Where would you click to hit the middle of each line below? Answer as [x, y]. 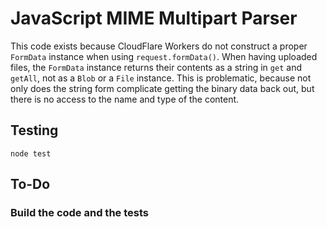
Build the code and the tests [79, 213]
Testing [34, 130]
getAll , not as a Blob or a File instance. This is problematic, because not [161, 78]
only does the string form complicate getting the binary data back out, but [162, 88]
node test [31, 153]
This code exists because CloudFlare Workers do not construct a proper [159, 46]
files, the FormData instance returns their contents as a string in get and [156, 67]
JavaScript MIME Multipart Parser [154, 18]
